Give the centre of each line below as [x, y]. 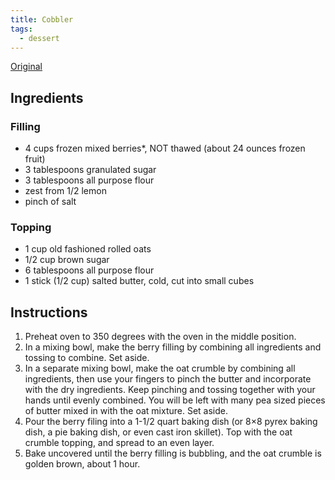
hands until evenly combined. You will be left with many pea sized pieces [175, 400]
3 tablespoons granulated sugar [90, 170]
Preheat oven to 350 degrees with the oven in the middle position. [160, 337]
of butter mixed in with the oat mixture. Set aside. [126, 411]
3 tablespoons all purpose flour [89, 180]
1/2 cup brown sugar [67, 260]
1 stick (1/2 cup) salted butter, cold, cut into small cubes [139, 281]
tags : [21, 29]
